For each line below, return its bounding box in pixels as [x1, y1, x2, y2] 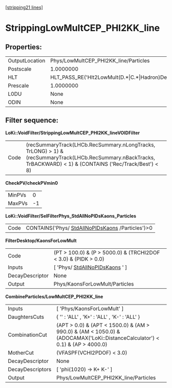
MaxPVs [8, 200, 28, 207]
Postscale [8, 66, 32, 72]
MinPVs [8, 191, 27, 199]
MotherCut [8, 349, 34, 356]
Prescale [8, 82, 29, 89]
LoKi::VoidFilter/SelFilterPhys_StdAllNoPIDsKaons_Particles [5, 212, 137, 219]
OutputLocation [8, 57, 46, 64]
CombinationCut [8, 331, 47, 338]
